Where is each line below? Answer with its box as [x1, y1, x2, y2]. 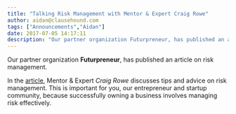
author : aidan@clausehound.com [7, 17, 99, 24]
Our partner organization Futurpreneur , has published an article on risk [7, 55, 214, 64]
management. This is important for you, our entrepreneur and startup [7, 84, 207, 92]
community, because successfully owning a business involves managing [7, 92, 218, 100]
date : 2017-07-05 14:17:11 [7, 29, 86, 37]
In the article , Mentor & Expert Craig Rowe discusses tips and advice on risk [7, 76, 227, 85]
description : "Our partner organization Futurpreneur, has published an [7, 36, 225, 43]
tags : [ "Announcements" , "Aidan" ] [7, 23, 105, 30]
